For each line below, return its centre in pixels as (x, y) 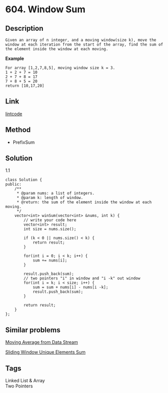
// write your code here (50, 220)
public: (14, 184)
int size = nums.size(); (50, 229)
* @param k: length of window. (50, 198)
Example (15, 58)
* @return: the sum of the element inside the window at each (84, 202)
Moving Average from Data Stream (42, 342)
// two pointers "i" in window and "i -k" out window (82, 278)
